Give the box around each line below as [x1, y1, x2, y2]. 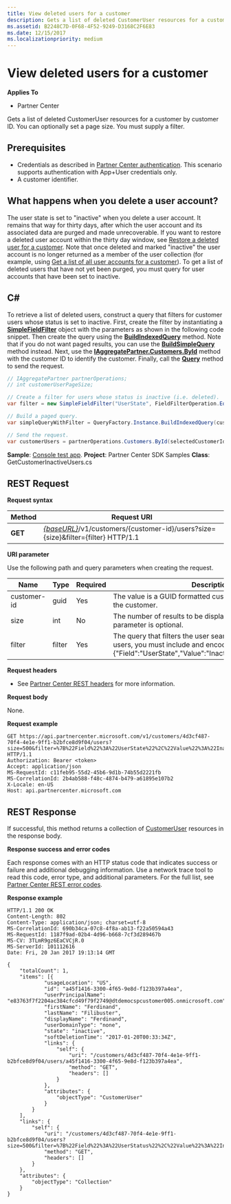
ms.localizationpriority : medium [7, 36, 103, 43]
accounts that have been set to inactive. [7, 272, 120, 280]
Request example [7, 720, 58, 728]
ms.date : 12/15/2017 [7, 29, 67, 37]
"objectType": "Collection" [32, 1178, 112, 1186]
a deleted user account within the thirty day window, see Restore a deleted [7, 235, 219, 243]
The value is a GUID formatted [113, 592, 211, 601]
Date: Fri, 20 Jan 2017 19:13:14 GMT [7, 950, 115, 956]
